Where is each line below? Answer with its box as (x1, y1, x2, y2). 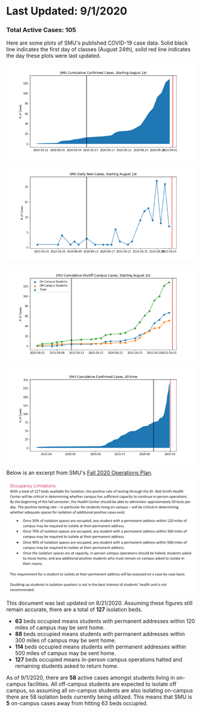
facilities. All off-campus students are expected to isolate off (27, 680, 177, 688)
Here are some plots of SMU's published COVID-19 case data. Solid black (6, 39, 188, 46)
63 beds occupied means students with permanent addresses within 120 (14, 617, 195, 624)
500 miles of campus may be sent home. (14, 649, 116, 656)
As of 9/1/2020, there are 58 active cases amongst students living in (6, 674, 175, 681)
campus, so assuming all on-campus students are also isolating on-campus (6, 686, 193, 694)
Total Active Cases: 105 (6, 26, 76, 34)
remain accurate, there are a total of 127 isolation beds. (6, 606, 143, 613)
